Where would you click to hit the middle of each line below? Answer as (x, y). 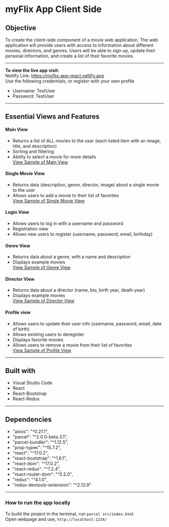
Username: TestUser (34, 91)
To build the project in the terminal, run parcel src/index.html (70, 513)
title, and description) (34, 146)
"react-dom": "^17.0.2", (36, 464)
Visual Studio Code (32, 383)
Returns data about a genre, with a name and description (71, 257)
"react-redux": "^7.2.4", (37, 469)
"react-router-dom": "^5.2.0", (43, 474)
